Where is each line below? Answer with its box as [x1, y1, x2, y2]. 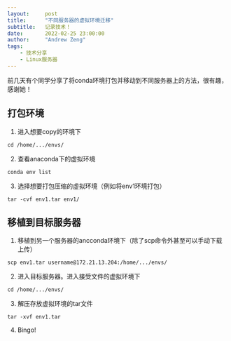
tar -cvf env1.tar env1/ [7, 196, 80, 203]
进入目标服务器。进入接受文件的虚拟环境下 [17, 272, 141, 281]
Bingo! [17, 326, 36, 334]
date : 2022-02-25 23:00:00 [7, 29, 105, 37]
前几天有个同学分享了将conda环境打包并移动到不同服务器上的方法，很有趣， [7, 76, 228, 84]
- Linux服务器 [20, 56, 58, 63]
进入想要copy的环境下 [17, 127, 82, 135]
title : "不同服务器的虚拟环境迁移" [7, 17, 114, 24]
